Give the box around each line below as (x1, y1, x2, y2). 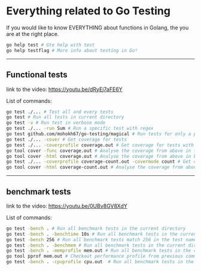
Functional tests (6, 70, 68, 80)
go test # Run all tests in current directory (6, 114, 124, 120)
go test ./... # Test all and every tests (6, 109, 114, 115)
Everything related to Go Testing (6, 4, 170, 18)
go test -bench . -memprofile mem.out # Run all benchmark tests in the (6, 248, 191, 254)
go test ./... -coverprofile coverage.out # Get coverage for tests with (6, 142, 194, 148)
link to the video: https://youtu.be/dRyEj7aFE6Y (6, 86, 123, 93)
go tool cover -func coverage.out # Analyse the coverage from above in (6, 148, 191, 154)
